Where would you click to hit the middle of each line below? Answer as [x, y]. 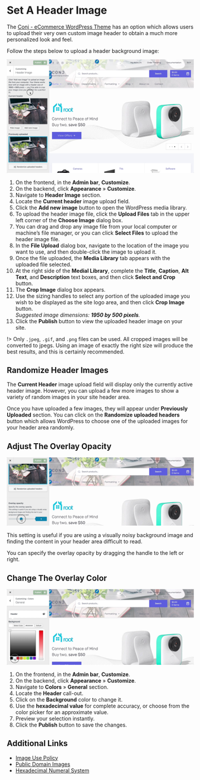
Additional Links [37, 743]
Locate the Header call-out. [49, 693]
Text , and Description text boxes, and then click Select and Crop [95, 277]
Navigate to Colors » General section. [62, 687]
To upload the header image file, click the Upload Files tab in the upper [102, 214]
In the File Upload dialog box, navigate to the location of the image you [102, 245]
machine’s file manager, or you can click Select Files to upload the [96, 233]
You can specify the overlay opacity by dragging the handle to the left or [95, 553]
